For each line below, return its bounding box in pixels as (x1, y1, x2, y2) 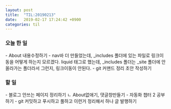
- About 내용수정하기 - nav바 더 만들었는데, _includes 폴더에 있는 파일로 (5, 52, 150, 58)
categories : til (5, 21, 40, 27)
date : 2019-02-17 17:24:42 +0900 (5, 17, 81, 22)
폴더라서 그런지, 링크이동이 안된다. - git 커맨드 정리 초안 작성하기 (23, 65, 152, 71)
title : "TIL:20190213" (5, 12, 56, 17)
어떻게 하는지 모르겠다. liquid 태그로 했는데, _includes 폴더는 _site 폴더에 (14, 58, 160, 64)
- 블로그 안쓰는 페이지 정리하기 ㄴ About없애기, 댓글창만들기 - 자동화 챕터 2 (5, 92, 156, 98)
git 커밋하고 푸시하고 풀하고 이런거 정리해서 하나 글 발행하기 (18, 98, 137, 104)
